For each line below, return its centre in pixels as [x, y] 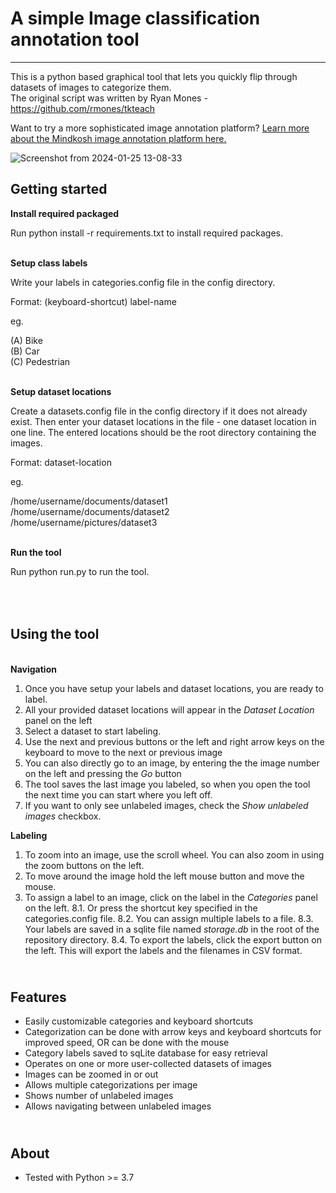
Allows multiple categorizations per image [111, 1085]
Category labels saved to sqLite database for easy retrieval [146, 1053]
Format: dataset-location [61, 462]
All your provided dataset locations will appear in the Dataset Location [169, 709]
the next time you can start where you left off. [118, 794]
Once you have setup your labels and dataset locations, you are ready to [174, 688]
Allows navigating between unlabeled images [118, 1106]
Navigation [33, 669]
